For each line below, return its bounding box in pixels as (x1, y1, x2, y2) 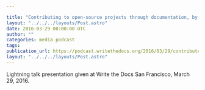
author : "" (6, 31, 34, 37)
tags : (6, 43, 20, 49)
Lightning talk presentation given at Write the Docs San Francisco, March (6, 71, 190, 78)
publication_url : (6, 48, 51, 55)
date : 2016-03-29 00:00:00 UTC (6, 26, 86, 32)
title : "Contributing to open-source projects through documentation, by (6, 14, 198, 20)
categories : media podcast (6, 37, 75, 43)
